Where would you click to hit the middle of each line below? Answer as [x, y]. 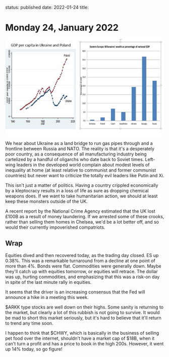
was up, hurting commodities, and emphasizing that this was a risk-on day [82, 277]
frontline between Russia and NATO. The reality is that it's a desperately [80, 149]
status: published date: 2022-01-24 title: [47, 7]
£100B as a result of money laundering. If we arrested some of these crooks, [85, 217]
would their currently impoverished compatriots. [55, 227]
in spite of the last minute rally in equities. [48, 282]
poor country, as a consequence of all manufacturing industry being [76, 154]
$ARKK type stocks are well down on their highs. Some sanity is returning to [84, 307]
